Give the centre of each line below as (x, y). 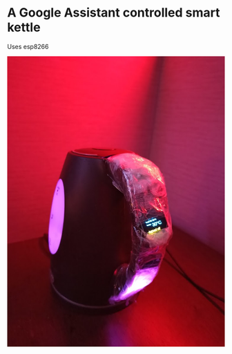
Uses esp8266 (28, 46)
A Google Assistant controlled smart (114, 13)
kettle (24, 27)
